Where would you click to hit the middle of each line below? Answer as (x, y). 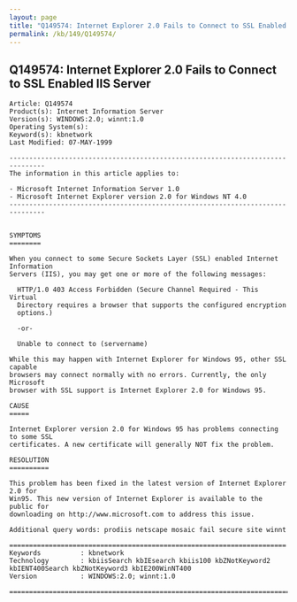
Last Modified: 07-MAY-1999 (61, 143)
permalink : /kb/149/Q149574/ (63, 34)
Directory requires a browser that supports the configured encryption (152, 305)
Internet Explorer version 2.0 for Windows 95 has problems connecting (144, 429)
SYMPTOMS (25, 235)
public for (29, 507)
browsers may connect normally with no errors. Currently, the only (138, 375)
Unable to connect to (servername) (83, 344)
